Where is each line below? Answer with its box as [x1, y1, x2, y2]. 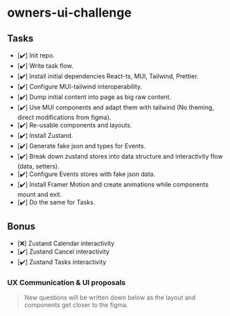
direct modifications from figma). [17, 113, 112, 121]
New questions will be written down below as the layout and [24, 293, 196, 302]
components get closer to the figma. [24, 301, 128, 309]
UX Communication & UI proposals [7, 277, 126, 287]
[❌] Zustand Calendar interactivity [17, 239, 115, 247]
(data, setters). [17, 162, 60, 170]
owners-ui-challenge [7, 5, 132, 21]
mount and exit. [17, 191, 62, 198]
